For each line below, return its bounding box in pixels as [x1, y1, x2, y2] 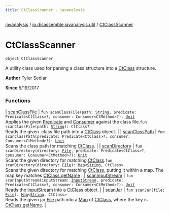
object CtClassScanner [5, 56, 53, 61]
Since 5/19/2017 [5, 84, 39, 90]
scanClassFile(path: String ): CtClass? [5, 124, 90, 129]
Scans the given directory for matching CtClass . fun [5, 157, 113, 163]
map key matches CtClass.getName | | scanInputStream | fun [5, 172, 133, 178]
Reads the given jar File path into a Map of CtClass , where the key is [5, 196, 148, 202]
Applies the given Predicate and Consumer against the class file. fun [5, 118, 147, 125]
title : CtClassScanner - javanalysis [5, 7, 85, 13]
